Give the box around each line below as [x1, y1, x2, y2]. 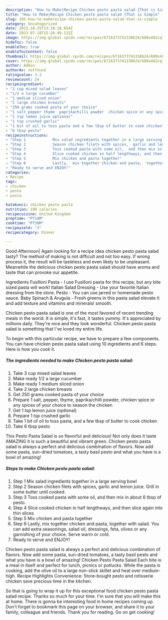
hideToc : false [5, 40, 37, 45]
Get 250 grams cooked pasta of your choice [12, 391, 104, 397]
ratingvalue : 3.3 [5, 72, 42, 77]
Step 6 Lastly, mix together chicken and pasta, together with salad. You [12, 521, 160, 527]
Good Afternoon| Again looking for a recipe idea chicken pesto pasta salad [5, 248, 159, 254]
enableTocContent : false [5, 49, 57, 54]
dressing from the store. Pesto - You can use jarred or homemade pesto [5, 289, 154, 295]
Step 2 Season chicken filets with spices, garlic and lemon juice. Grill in [12, 483, 159, 490]
